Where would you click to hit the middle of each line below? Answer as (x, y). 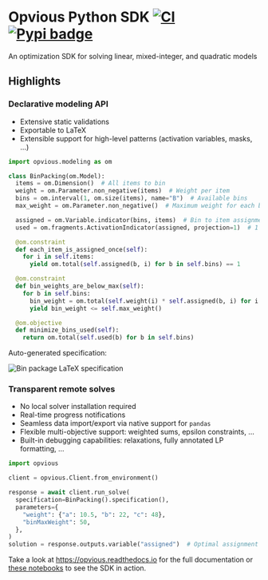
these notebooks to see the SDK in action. (77, 568)
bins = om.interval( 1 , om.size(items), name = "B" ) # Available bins (132, 199)
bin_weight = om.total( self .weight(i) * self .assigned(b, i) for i (144, 301)
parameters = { (37, 507)
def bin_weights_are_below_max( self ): (80, 286)
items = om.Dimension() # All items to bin (91, 184)
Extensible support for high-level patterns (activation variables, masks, (136, 138)
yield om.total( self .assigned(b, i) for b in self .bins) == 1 (135, 264)
